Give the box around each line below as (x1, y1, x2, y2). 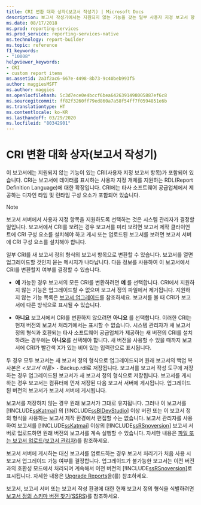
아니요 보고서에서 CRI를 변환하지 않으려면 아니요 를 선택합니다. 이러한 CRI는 (14, 314, 192, 321)
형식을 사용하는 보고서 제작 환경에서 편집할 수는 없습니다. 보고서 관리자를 (12, 414, 182, 422)
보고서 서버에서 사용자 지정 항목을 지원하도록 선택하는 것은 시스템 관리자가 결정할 (6, 216, 195, 223)
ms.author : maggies (6, 87, 55, 93)
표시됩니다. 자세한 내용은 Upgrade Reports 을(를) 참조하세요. (6, 472, 148, 480)
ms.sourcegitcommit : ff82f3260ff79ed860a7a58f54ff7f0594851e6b (6, 98, 167, 104)
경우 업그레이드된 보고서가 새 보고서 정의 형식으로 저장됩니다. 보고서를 (17, 372, 181, 379)
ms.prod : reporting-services (6, 25, 79, 32)
